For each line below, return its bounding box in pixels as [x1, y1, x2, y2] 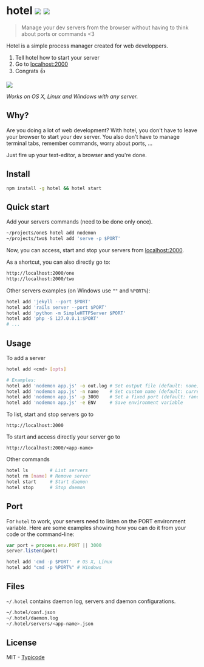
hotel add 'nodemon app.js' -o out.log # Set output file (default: [6, 383, 183, 389]
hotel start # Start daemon [6, 479, 88, 485]
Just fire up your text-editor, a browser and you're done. [6, 151, 147, 158]
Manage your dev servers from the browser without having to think [21, 24, 189, 31]
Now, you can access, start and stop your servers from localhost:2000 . [6, 247, 184, 253]
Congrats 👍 [15, 67, 46, 74]
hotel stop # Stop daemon [6, 484, 86, 490]
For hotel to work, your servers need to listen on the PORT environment [6, 517, 186, 524]
